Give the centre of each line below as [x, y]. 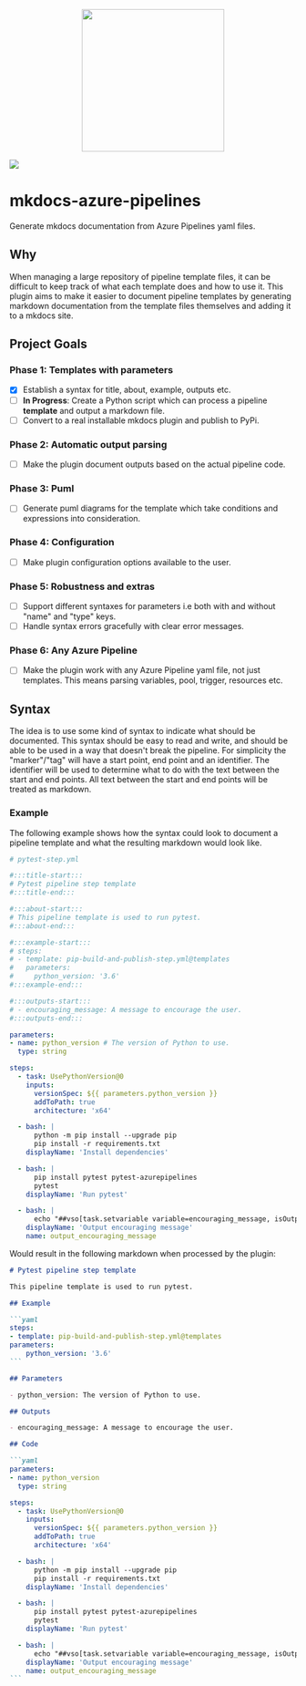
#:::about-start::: [46, 909]
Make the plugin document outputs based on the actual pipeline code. [154, 464]
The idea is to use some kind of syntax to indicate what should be [133, 731]
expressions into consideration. [82, 519]
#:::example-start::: [51, 942]
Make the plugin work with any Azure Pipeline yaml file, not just [142, 670]
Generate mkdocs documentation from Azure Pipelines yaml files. [133, 226]
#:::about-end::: [42, 926]
